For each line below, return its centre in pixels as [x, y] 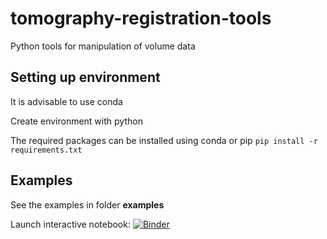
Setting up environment [85, 77]
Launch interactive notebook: [70, 224]
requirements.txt [46, 150]
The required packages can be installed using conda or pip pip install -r [164, 140]
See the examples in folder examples [87, 204]
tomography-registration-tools [141, 18]
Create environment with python [76, 121]
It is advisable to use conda [66, 101]
